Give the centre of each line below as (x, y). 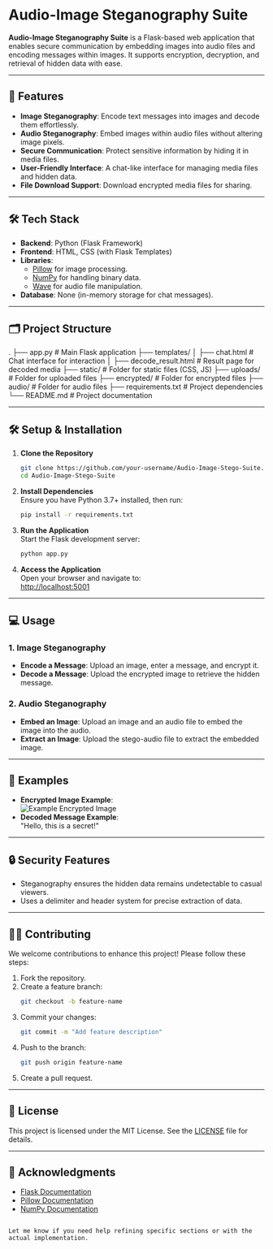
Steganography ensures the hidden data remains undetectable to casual (141, 884)
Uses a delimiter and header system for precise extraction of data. (131, 901)
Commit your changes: (58, 1017)
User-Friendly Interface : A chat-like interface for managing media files (139, 167)
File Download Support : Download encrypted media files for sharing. (136, 185)
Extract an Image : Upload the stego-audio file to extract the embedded (140, 739)
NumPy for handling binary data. (87, 277)
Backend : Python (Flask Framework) (82, 243)
